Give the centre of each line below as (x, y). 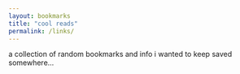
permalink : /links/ (41, 31)
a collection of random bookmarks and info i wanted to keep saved (120, 54)
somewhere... (31, 63)
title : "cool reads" (44, 24)
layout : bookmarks (39, 16)
